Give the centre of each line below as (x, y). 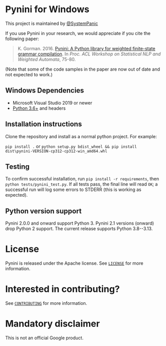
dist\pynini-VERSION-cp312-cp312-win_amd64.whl (56, 151)
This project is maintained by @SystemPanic (52, 23)
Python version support (44, 211)
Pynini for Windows (47, 9)
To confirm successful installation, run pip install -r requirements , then (82, 179)
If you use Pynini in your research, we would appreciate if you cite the (78, 33)
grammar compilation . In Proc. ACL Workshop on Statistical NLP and (89, 54)
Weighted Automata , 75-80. (47, 59)
